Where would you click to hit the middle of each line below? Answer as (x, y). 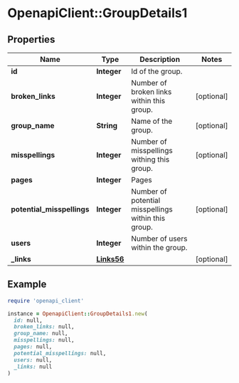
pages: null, (33, 347)
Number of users (159, 238)
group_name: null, (41, 334)
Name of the (152, 121)
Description (160, 59)
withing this (150, 159)
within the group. (159, 247)
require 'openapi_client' (46, 300)
